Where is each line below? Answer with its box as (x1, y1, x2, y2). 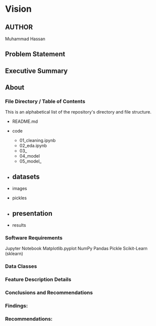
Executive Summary (5, 67, 68, 75)
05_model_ (19, 158, 42, 164)
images (12, 186, 27, 191)
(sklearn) (5, 251, 23, 256)
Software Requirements (5, 234, 63, 241)
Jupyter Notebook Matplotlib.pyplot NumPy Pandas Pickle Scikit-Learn (5, 246, 148, 252)
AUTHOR (5, 23, 33, 31)
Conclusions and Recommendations (5, 289, 93, 296)
